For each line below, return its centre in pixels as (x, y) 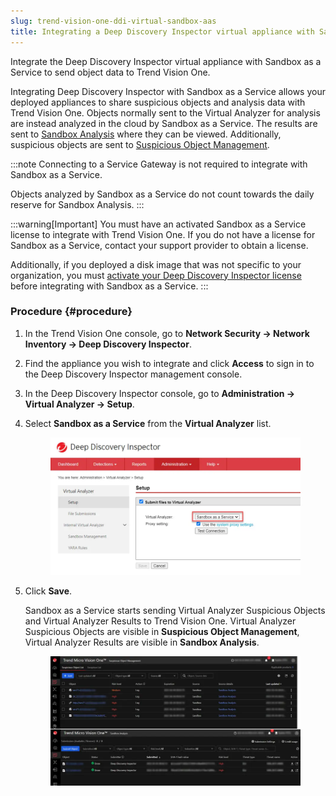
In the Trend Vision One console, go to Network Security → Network (167, 333)
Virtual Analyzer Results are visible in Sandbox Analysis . (142, 642)
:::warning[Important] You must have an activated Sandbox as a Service (158, 224)
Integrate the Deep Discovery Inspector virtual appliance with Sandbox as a (166, 61)
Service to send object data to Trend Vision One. (110, 72)
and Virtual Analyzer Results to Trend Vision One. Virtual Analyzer (160, 621)
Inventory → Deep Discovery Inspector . (108, 344)
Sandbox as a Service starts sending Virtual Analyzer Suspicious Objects (175, 611)
